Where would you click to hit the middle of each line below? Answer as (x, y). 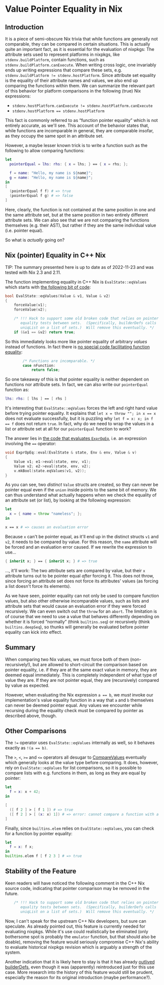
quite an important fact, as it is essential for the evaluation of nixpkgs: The (80, 49)
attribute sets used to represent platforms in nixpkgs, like (62, 54)
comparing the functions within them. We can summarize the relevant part (80, 86)
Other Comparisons (36, 731)
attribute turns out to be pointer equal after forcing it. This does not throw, (80, 576)
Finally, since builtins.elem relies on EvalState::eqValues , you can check (80, 828)
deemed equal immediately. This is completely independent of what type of (81, 675)
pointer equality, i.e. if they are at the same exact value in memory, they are (81, 670)
